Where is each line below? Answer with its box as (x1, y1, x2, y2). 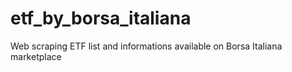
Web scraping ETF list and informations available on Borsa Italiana (10, 40, 283, 52)
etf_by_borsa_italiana (10, 7, 192, 30)
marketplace (10, 50, 62, 62)
